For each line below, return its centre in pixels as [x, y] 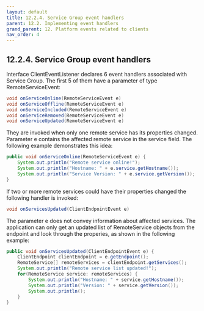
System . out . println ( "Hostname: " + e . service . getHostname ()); [98, 169]
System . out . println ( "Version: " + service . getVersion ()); [104, 285]
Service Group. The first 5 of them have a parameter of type [82, 81]
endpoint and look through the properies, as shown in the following [91, 233]
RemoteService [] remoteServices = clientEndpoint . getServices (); [102, 263]
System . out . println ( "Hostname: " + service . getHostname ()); [106, 280]
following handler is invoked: [42, 198]
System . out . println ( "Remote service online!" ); [79, 163]
